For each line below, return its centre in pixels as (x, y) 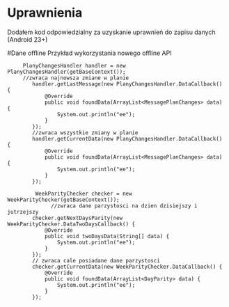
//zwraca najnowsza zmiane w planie (76, 78)
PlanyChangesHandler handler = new (74, 65)
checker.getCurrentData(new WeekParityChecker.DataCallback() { (127, 267)
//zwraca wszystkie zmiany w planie (85, 133)
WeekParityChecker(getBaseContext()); (63, 200)
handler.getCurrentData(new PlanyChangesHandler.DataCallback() (127, 139)
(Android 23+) (27, 39)
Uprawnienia (45, 13)
